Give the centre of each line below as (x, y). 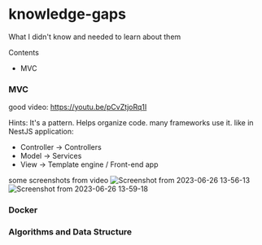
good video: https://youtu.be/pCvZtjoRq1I (78, 107)
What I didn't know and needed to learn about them (95, 37)
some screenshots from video (59, 181)
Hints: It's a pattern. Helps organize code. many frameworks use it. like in (131, 123)
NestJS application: (41, 132)
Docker (23, 210)
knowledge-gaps (67, 14)
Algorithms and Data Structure (70, 232)
